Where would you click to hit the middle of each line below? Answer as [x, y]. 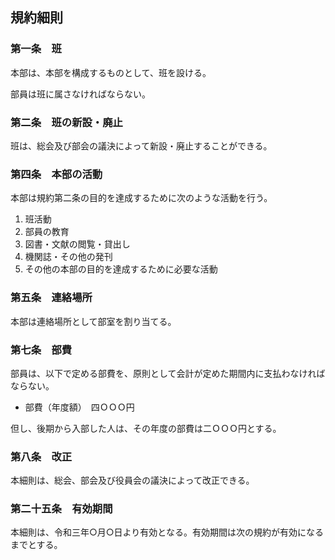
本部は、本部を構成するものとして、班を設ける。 [111, 72]
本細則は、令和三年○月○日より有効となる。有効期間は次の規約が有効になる [167, 532]
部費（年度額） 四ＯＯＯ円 [79, 407]
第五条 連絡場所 [51, 298]
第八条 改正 [41, 456]
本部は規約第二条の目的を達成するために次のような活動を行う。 [141, 198]
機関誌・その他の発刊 [68, 257]
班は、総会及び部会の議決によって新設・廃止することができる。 [141, 145]
